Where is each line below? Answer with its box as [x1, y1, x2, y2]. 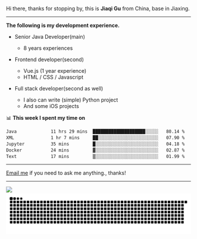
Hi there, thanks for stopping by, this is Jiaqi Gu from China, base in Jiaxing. [6, 5, 190, 12]
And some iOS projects [23, 103, 79, 109]
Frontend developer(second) [14, 56, 84, 63]
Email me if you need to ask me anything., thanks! [6, 170, 126, 177]
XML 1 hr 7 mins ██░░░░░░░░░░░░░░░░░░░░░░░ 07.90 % [6, 134, 185, 140]
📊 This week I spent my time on [6, 115, 86, 121]
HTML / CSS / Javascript [23, 73, 84, 80]
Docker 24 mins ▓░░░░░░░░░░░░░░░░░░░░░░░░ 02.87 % [6, 147, 185, 153]
